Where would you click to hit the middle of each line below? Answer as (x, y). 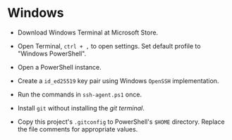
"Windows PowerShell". (52, 53)
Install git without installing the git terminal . (81, 108)
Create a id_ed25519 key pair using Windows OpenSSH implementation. (118, 81)
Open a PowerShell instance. (60, 67)
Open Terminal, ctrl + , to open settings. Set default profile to (109, 46)
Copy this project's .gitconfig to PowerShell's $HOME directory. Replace (121, 122)
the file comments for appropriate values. (78, 129)
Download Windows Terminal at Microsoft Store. (88, 32)
